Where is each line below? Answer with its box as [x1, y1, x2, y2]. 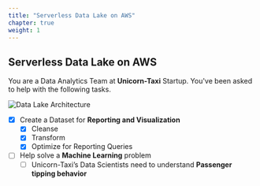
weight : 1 [8, 26, 41, 34]
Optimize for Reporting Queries [31, 142, 133, 151]
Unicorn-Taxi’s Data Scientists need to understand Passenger [31, 159, 232, 169]
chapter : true [8, 19, 55, 27]
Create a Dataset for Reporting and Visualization [19, 115, 180, 125]
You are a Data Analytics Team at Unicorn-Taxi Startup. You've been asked [8, 76, 253, 86]
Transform [31, 133, 65, 143]
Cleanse [31, 124, 59, 134]
